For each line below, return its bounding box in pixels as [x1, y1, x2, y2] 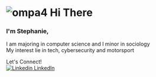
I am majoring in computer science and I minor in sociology [6, 40, 150, 47]
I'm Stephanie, [6, 27, 49, 36]
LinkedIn [34, 65, 55, 72]
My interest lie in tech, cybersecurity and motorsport [6, 47, 135, 54]
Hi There [50, 6, 93, 20]
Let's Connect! [6, 58, 43, 65]
